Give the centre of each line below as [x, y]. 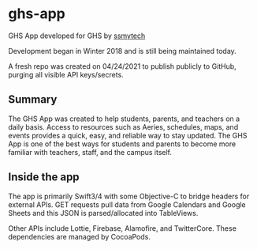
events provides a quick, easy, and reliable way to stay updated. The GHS [128, 135]
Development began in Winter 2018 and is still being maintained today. [122, 51]
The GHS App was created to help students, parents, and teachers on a [124, 119]
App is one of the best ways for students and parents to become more [122, 144]
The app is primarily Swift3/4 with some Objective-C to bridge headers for [129, 196]
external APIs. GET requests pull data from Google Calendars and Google [127, 204]
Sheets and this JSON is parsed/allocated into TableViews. [103, 213]
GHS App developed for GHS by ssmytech [77, 36]
